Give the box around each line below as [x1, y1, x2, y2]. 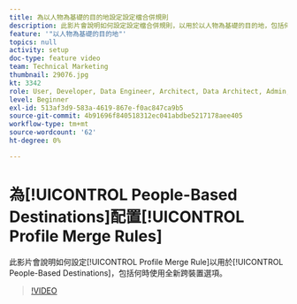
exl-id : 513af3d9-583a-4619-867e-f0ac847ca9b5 [9, 103, 184, 112]
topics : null [9, 37, 57, 47]
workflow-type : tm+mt [9, 120, 89, 129]
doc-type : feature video [9, 54, 101, 63]
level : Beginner [9, 95, 69, 104]
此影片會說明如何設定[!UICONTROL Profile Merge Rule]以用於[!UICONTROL [9, 256, 284, 267]
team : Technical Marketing [9, 63, 109, 72]
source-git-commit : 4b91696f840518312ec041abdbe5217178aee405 [9, 111, 243, 120]
